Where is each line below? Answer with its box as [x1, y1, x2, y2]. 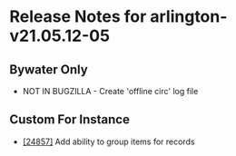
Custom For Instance [9, 112, 130, 128]
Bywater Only [9, 62, 88, 77]
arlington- [149, 6, 228, 27]
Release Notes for [9, 6, 147, 27]
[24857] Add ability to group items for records [22, 136, 195, 147]
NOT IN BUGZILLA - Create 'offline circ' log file [22, 86, 199, 96]
